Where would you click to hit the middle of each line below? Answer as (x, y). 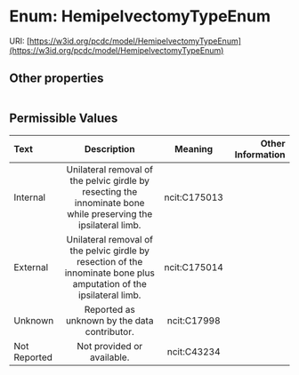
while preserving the (109, 213)
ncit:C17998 (194, 320)
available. (110, 357)
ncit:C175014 (194, 267)
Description (109, 148)
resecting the (110, 191)
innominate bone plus (110, 273)
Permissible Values (64, 119)
